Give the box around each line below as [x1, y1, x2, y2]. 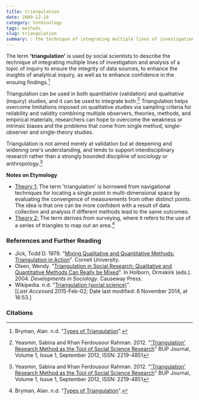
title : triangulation [6, 8, 60, 15]
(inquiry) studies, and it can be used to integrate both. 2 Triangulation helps [6, 96, 188, 104]
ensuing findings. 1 [6, 78, 50, 86]
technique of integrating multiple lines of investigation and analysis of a [6, 59, 181, 66]
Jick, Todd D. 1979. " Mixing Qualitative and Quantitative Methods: [14, 250, 175, 257]
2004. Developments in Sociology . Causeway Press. [14, 275, 143, 282]
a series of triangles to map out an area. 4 [14, 220, 115, 228]
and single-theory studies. [29, 128, 94, 136]
